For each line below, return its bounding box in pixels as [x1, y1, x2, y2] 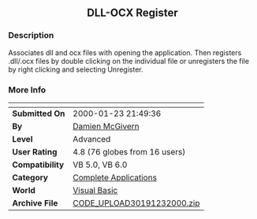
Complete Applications [73, 172, 158, 183]
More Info [8, 84, 47, 95]
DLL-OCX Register [86, 6, 179, 20]
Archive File [12, 197, 58, 208]
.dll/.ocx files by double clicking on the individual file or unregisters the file [8, 56, 250, 65]
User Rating [12, 146, 58, 157]
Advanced [73, 133, 111, 144]
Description [8, 30, 54, 41]
